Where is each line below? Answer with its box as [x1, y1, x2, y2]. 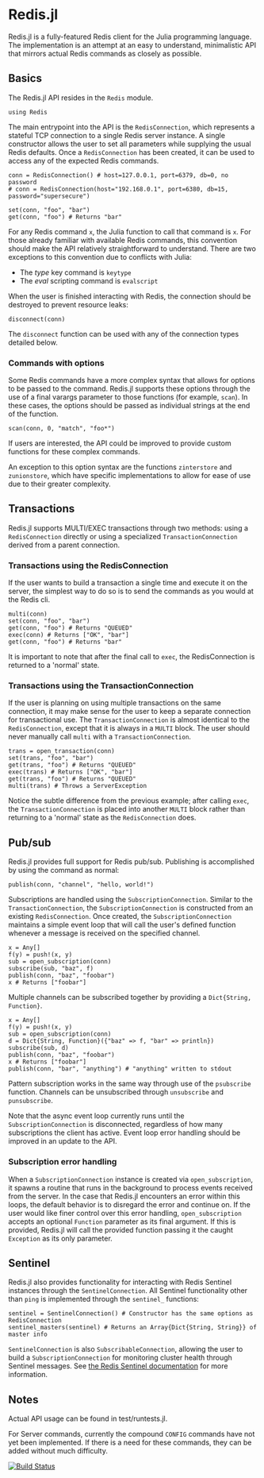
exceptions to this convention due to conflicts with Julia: [8, 252, 192, 261]
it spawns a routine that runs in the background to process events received [8, 1183, 254, 1192]
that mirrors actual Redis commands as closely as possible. [8, 48, 202, 58]
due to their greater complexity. [8, 479, 111, 489]
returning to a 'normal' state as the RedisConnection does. [8, 812, 197, 823]
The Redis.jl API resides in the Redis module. [8, 93, 154, 102]
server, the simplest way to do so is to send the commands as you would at [8, 586, 254, 596]
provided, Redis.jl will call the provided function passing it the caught [8, 1225, 234, 1234]
